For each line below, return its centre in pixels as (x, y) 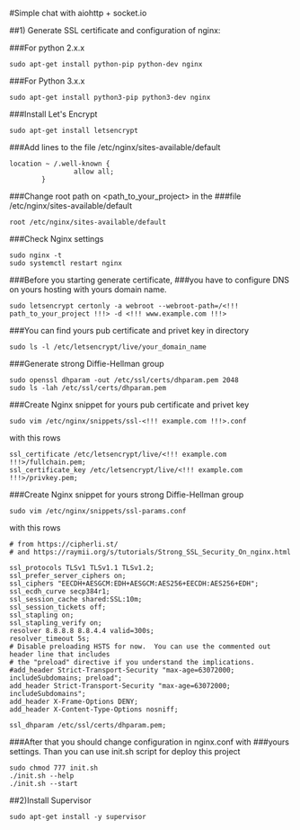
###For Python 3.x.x (47, 81)
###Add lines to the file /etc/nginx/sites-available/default (115, 147)
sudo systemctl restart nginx (66, 263)
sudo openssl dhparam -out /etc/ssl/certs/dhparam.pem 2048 (124, 380)
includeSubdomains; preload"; (66, 678)
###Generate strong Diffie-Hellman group (87, 364)
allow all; (94, 172)
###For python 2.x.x (47, 48)
